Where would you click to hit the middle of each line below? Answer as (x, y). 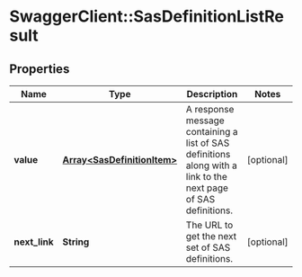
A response (210, 109)
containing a (212, 132)
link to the (206, 177)
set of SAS (208, 247)
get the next (211, 236)
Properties (40, 69)
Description (212, 94)
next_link (34, 242)
